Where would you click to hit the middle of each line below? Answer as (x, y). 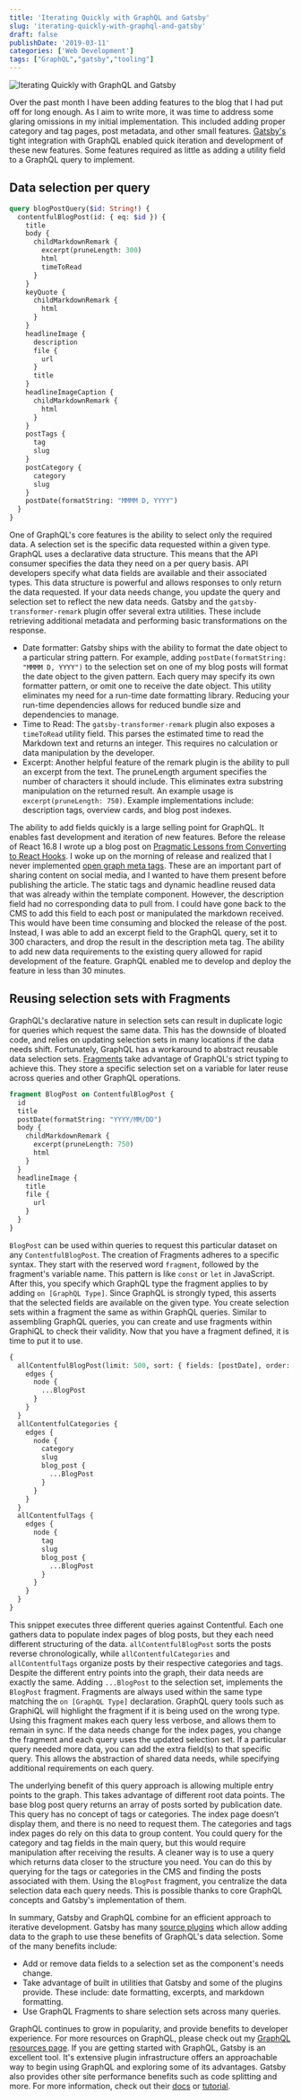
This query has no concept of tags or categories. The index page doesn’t (144, 1814)
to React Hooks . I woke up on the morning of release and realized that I (140, 856)
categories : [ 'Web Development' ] (72, 51)
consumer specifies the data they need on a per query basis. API (129, 563)
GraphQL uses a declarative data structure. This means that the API (133, 554)
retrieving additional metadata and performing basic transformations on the (148, 621)
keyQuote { (46, 292)
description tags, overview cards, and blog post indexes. (127, 811)
